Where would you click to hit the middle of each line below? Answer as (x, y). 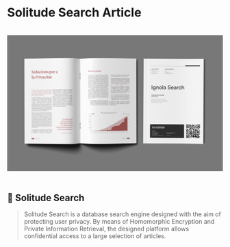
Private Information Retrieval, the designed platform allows (106, 229)
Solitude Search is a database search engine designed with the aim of (122, 214)
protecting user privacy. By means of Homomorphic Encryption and (119, 222)
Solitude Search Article (74, 13)
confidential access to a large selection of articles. (95, 236)
